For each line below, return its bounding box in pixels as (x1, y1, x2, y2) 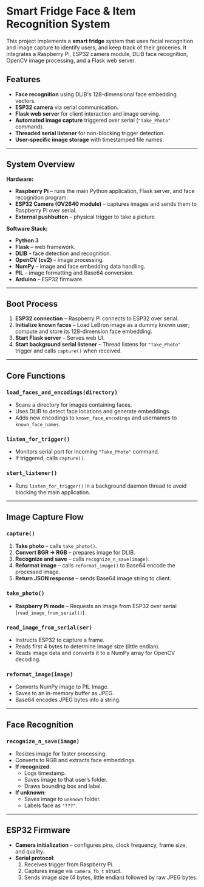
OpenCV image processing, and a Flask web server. (6, 57, 136, 64)
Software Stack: (6, 225, 48, 232)
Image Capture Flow (6, 512, 84, 522)
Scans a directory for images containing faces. (15, 401, 132, 408)
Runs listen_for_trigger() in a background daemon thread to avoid (15, 482, 187, 489)
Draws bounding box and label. (24, 782, 103, 790)
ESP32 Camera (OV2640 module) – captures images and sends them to (15, 200, 197, 208)
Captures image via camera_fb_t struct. (24, 867, 122, 874)
